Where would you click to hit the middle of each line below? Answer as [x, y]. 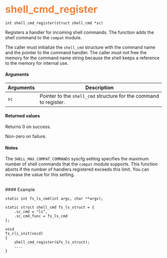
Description [99, 88]
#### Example [20, 190]
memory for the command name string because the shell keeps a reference [83, 58]
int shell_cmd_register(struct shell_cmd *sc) [54, 23]
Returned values [23, 116]
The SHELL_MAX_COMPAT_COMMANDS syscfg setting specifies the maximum [77, 159]
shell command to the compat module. [43, 37]
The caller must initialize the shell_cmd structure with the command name [80, 47]
